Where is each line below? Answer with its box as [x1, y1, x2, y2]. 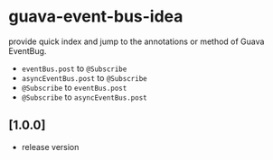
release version [21, 141, 80, 152]
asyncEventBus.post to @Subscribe [21, 72, 147, 83]
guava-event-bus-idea [8, 6, 184, 27]
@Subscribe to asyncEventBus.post [21, 92, 147, 102]
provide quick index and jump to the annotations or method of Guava [8, 36, 265, 47]
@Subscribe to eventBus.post [21, 82, 127, 93]
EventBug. [8, 45, 47, 56]
